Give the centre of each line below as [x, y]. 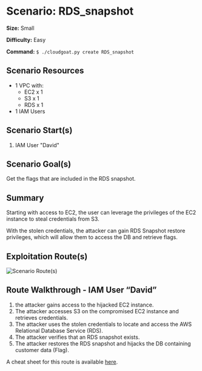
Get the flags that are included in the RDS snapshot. [71, 179]
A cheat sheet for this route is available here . [62, 362]
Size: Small [20, 28]
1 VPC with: [29, 85]
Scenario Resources [45, 71]
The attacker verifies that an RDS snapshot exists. [77, 337]
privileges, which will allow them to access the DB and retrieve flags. [92, 237]
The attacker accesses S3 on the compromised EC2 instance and [97, 311]
